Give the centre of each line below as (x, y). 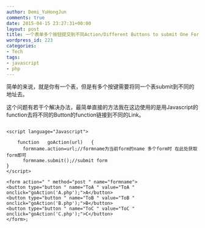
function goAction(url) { (56, 143)
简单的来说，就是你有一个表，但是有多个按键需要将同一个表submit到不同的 (100, 87)
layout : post (23, 29)
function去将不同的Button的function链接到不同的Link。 (75, 115)
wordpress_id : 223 (30, 40)
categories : (21, 46)
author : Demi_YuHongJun (37, 12)
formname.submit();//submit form (65, 161)
